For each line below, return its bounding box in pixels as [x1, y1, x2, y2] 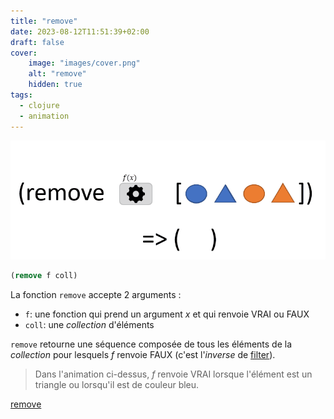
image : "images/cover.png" [28, 58, 141, 69]
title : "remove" [10, 16, 78, 26]
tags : [10, 90, 33, 100]
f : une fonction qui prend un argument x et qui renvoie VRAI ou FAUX [24, 308, 310, 320]
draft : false [10, 37, 65, 47]
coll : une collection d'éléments [24, 319, 155, 331]
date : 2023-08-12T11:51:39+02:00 [10, 26, 150, 37]
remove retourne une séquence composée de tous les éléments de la [10, 338, 293, 350]
